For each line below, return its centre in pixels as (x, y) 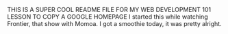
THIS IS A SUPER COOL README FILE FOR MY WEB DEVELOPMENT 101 (109, 10)
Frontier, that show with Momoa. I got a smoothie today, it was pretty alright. (114, 24)
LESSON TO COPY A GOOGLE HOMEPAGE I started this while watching (107, 17)
